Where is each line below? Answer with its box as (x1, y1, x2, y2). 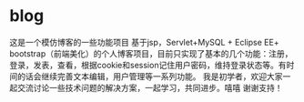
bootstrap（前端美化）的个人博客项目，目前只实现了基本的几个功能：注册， (9, 47, 293, 59)
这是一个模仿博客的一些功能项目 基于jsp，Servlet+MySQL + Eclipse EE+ (9, 36, 279, 47)
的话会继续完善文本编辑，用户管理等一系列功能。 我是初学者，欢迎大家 (16, 70, 283, 82)
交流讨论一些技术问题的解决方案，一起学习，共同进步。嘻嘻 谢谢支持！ (16, 82, 283, 93)
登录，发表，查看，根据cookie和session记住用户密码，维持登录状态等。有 (9, 59, 287, 70)
